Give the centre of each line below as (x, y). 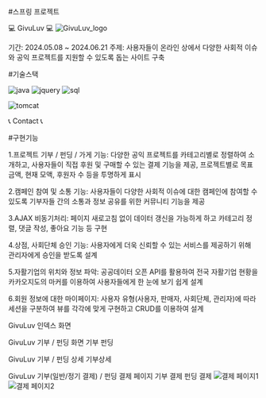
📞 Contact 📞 (26, 121)
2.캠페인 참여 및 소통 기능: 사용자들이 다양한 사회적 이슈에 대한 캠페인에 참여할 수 (133, 191)
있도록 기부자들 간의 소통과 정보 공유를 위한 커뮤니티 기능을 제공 (107, 201)
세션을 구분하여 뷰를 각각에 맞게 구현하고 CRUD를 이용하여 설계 (106, 309)
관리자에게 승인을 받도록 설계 (53, 255)
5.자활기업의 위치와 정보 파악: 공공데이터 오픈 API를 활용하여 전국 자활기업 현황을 (133, 272)
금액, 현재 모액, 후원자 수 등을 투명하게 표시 (75, 174)
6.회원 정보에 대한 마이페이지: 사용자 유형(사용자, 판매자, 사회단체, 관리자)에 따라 (132, 299)
